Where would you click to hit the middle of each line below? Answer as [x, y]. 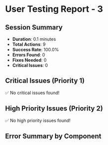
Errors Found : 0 [29, 55]
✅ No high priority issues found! [38, 120]
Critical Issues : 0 [30, 65]
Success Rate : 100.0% [36, 50]
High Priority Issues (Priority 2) [54, 109]
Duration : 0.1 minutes [34, 39]
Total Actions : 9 [29, 44]
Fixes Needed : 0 [29, 60]
